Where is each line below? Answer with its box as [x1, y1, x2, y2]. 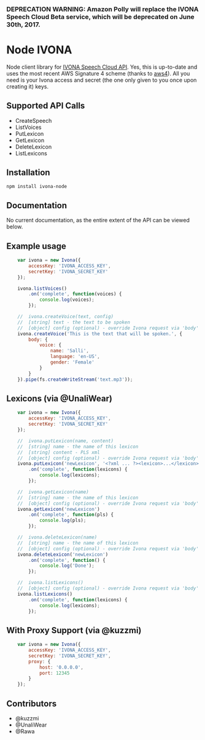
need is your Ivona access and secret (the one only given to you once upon [6, 76, 197, 84]
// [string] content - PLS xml [17, 449, 100, 456]
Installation [6, 168, 50, 178]
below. [6, 223, 23, 230]
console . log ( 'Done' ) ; [39, 563, 95, 569]
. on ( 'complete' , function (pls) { [28, 512, 114, 518]
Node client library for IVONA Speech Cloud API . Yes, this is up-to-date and [6, 63, 198, 71]
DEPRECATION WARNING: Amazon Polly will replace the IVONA [6, 5, 199, 14]
